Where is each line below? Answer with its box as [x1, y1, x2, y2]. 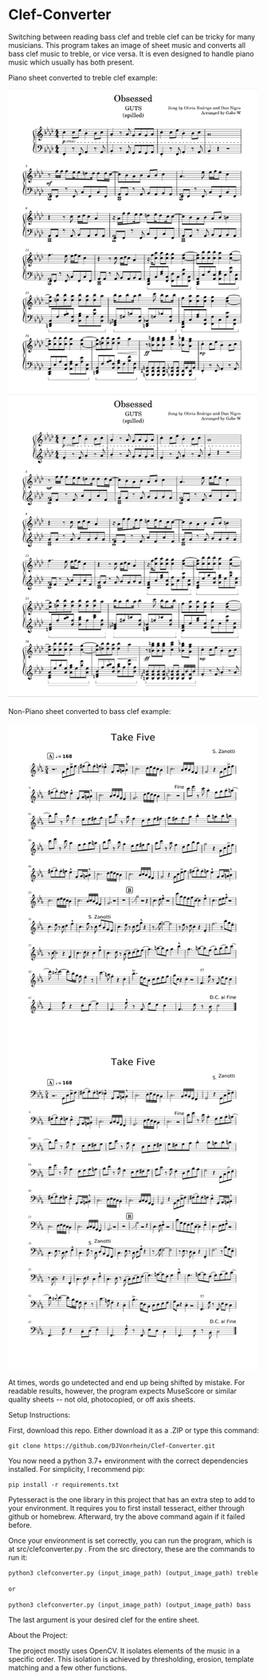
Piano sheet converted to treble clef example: [8, 73, 158, 82]
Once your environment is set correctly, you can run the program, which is [8, 1536, 253, 1545]
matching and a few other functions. [8, 1662, 128, 1672]
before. [8, 1520, 33, 1529]
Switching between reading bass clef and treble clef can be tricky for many [8, 32, 256, 41]
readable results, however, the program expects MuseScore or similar [8, 1386, 238, 1395]
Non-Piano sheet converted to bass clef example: [8, 707, 171, 716]
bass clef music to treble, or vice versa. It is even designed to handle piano [8, 49, 254, 58]
